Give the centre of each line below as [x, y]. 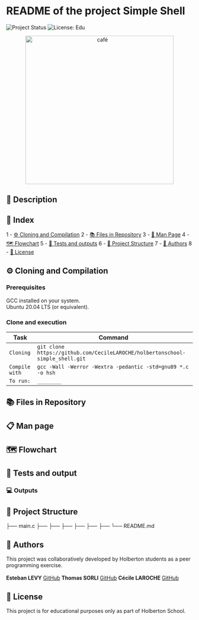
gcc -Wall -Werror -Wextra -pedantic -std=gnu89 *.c [113, 367]
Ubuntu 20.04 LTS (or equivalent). [48, 306]
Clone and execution [36, 322]
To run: [20, 381]
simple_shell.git [61, 359]
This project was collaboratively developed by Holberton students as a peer [98, 559]
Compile [20, 367]
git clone [51, 347]
